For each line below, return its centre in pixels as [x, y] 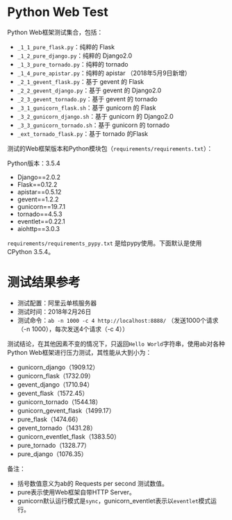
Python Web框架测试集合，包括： [55, 32]
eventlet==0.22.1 [41, 221]
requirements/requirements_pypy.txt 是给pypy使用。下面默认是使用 [105, 243]
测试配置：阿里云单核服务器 [57, 303]
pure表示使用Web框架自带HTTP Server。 [76, 492]
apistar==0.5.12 [39, 192]
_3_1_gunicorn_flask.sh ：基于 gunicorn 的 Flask [86, 108]
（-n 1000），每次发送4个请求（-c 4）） [73, 329]
